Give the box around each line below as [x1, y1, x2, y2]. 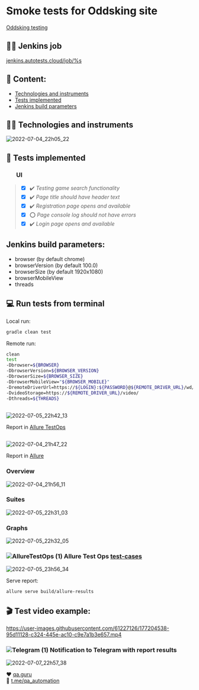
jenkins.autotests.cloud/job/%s [6, 57, 82, 64]
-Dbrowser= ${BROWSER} [6, 362, 60, 368]
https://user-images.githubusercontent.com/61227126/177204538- [6, 625, 170, 632]
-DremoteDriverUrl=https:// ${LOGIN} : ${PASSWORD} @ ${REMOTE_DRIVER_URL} [6, 384, 184, 390]
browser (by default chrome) [14, 255, 85, 262]
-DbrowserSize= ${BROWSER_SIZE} [6, 374, 84, 379]
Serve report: [6, 577, 38, 584]
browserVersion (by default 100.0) [14, 262, 98, 269]
